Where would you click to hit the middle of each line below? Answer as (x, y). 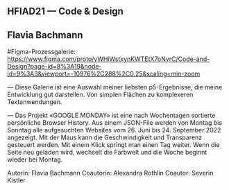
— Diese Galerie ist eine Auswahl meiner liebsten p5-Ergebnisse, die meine (115, 87)
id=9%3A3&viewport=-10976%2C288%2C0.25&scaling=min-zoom (104, 74)
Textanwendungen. (35, 102)
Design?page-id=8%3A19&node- (54, 67)
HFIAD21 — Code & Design (65, 11)
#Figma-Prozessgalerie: (42, 52)
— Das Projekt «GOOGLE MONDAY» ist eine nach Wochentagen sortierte (111, 115)
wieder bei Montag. (35, 159)
